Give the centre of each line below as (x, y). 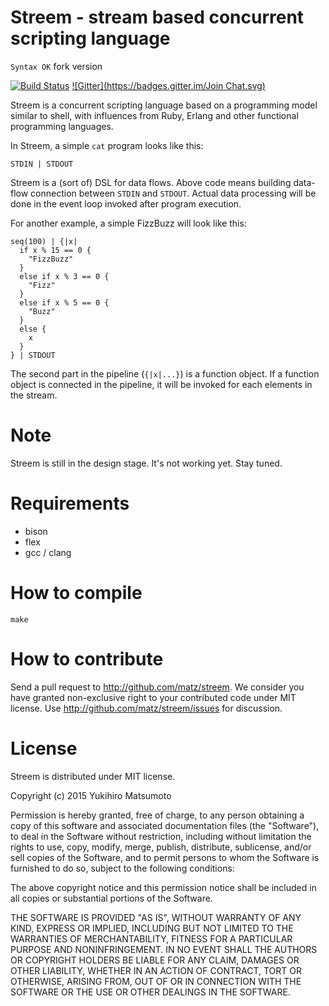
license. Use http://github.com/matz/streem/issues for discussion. (146, 708)
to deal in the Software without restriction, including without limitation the (161, 836)
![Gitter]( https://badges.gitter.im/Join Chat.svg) (168, 85)
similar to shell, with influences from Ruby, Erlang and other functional (154, 115)
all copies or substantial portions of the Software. (111, 898)
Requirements (70, 503)
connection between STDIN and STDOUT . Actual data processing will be (173, 193)
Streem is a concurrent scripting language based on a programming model (164, 105)
